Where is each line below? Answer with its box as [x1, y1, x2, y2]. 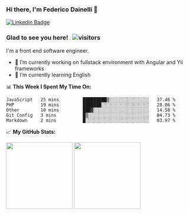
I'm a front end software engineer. [6, 47, 89, 54]
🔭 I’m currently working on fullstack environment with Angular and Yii [14, 59, 183, 66]
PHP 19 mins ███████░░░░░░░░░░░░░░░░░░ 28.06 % [6, 102, 176, 108]
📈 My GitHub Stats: [6, 128, 56, 135]
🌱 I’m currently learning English [14, 71, 91, 78]
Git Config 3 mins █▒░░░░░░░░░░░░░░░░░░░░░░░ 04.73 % [6, 112, 176, 118]
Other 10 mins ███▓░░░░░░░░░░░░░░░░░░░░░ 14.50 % [6, 107, 176, 113]
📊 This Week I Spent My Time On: [6, 83, 92, 90]
